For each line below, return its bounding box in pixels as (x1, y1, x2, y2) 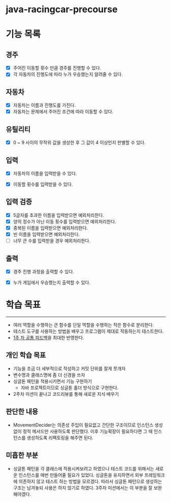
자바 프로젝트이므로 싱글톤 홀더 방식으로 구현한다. (20, 384, 119, 391)
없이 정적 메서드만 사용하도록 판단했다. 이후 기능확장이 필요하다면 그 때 (13, 428, 153, 434)
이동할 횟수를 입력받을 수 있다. (13, 181, 73, 187)
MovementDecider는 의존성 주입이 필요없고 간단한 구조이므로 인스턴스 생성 (13, 422, 163, 428)
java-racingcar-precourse (6, 4, 118, 15)
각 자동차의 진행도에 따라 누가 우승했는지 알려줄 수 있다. (13, 71, 123, 78)
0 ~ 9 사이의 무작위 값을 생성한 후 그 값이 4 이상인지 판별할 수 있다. (13, 139, 146, 146)
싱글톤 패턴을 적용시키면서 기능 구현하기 (13, 378, 92, 384)
